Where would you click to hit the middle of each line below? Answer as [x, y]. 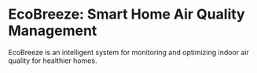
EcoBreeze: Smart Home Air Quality [127, 14]
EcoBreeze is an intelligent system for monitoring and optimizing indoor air [128, 52]
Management [53, 31]
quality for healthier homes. [53, 61]
